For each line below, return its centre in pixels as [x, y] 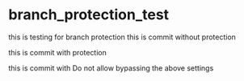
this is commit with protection [58, 52]
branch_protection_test [89, 15]
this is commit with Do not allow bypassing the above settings [111, 68]
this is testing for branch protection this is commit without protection [122, 37]
